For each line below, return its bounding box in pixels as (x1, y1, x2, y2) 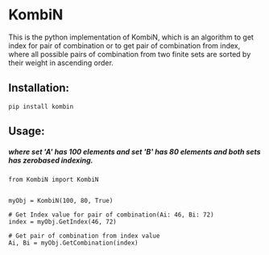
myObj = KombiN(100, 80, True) (8, 197, 114, 205)
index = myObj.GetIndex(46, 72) (8, 218, 117, 226)
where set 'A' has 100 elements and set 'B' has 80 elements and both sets (8, 146, 261, 156)
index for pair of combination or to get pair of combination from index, (8, 40, 241, 50)
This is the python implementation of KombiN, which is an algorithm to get (8, 32, 254, 42)
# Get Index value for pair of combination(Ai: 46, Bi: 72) (8, 211, 215, 219)
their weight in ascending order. (8, 58, 114, 68)
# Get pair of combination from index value (8, 232, 160, 241)
